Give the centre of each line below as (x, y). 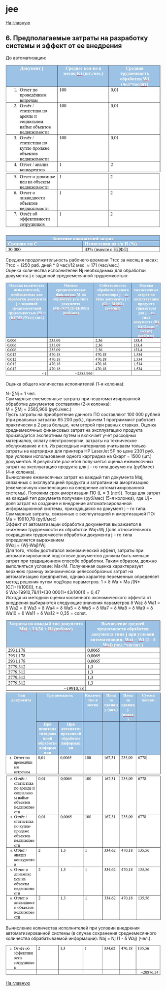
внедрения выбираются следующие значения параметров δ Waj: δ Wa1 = (83, 603)
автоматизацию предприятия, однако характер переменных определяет (83, 576)
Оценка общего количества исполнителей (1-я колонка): (65, 384)
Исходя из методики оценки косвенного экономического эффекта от (79, 597)
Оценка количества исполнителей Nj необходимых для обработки (76, 271)
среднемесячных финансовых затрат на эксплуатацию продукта (74, 430)
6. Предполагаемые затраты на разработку (77, 38)
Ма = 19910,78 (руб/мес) (31, 519)
